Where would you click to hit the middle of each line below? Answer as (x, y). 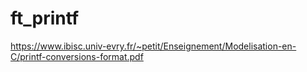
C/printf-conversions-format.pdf (77, 56)
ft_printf (45, 18)
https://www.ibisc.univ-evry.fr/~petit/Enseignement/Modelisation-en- (153, 46)
